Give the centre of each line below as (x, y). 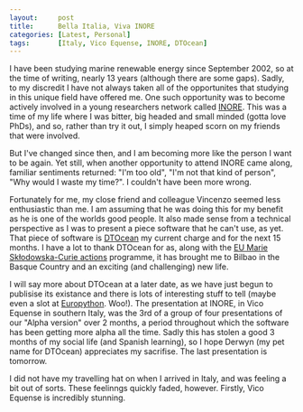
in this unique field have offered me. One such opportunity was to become (147, 98)
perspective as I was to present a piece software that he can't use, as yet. (147, 229)
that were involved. (45, 136)
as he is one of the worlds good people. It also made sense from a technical (150, 219)
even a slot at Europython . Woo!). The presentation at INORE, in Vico (137, 304)
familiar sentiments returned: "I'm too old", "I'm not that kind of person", (143, 173)
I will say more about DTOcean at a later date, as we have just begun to (141, 285)
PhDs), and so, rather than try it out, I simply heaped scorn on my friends (145, 126)
